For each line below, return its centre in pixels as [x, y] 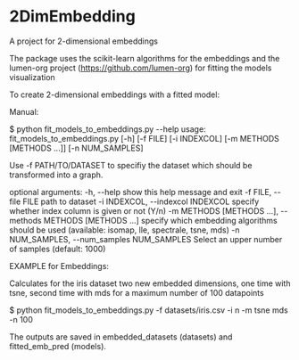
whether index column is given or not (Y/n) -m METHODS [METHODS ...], [144, 210]
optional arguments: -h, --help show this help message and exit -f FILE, [141, 192]
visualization [32, 77]
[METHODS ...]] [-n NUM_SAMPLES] [76, 148]
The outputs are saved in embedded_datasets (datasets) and [121, 337]
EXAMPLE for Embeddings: [59, 266]
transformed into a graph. [56, 175]
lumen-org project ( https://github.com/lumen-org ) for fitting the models [141, 68]
